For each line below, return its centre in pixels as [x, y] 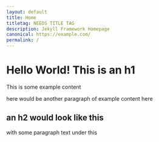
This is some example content [44, 87]
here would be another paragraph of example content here [79, 98]
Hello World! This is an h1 [71, 70]
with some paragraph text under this [52, 132]
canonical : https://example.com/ [49, 35]
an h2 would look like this [55, 118]
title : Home [21, 18]
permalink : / [23, 40]
